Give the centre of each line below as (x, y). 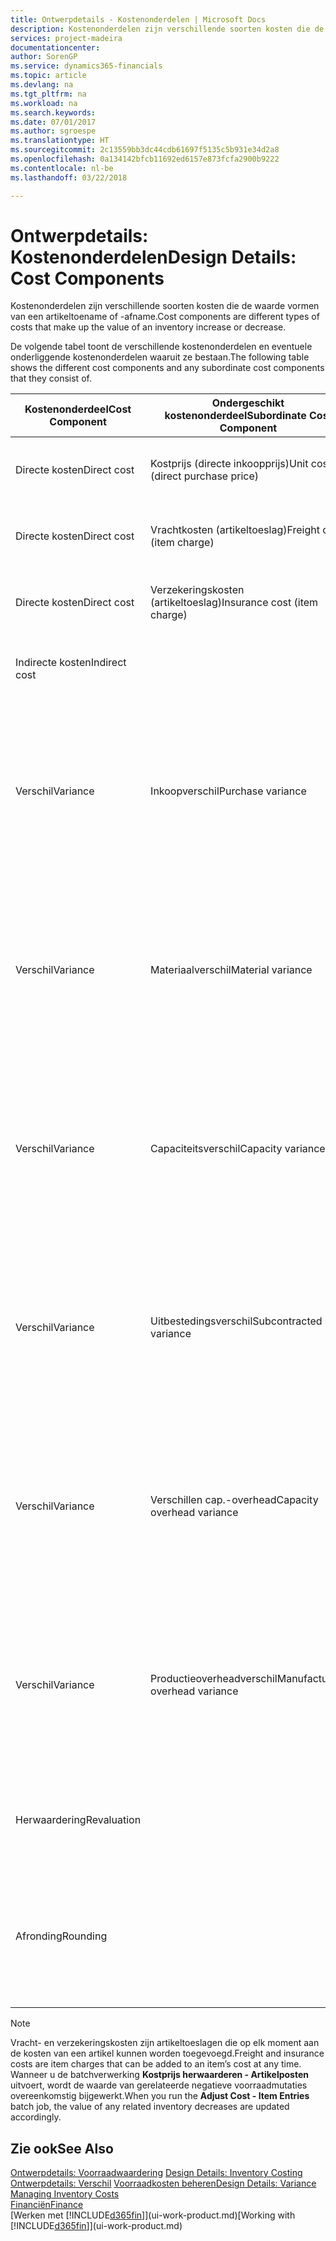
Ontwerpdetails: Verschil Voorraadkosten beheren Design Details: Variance (163, 2183)
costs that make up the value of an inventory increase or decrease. (148, 327)
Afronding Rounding (61, 1936)
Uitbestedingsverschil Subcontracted (236, 1321)
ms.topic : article (48, 76)
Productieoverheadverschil (214, 1679)
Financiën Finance (47, 2205)
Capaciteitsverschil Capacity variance (238, 1149)
